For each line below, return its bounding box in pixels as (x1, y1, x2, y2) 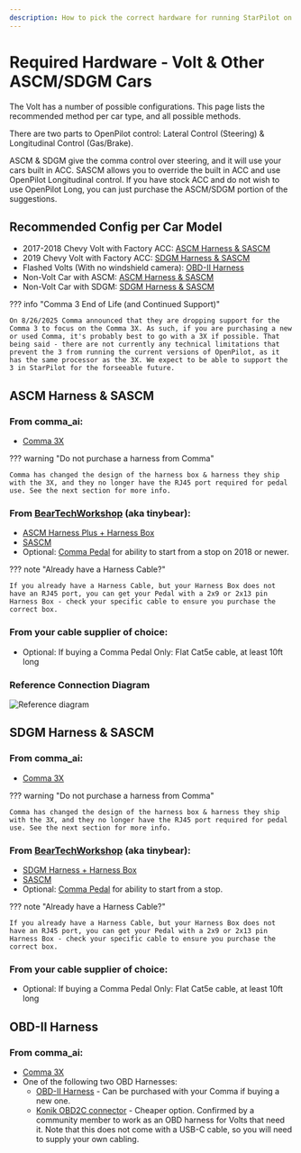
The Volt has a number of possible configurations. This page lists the (9, 101, 266, 112)
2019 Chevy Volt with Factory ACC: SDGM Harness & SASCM (22, 253, 251, 264)
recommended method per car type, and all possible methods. (9, 110, 242, 122)
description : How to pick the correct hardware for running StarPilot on (9, 13, 293, 23)
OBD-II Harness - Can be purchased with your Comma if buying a (35, 1085, 280, 1096)
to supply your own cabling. (35, 1133, 140, 1144)
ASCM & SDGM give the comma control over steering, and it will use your (9, 155, 282, 166)
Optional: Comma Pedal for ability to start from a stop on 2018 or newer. (22, 547, 290, 558)
